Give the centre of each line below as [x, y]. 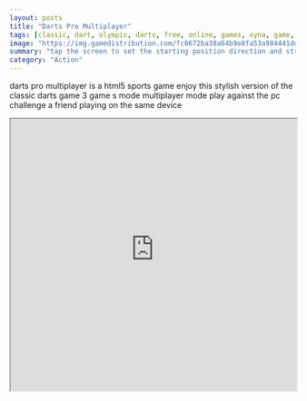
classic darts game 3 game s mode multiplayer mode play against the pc [145, 95]
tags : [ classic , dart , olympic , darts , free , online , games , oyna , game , [152, 34]
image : [22, 43]
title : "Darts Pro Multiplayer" [70, 26]
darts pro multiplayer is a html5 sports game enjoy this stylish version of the [151, 86]
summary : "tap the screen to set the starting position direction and [146, 52]
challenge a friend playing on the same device [96, 105]
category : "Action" [46, 60]
